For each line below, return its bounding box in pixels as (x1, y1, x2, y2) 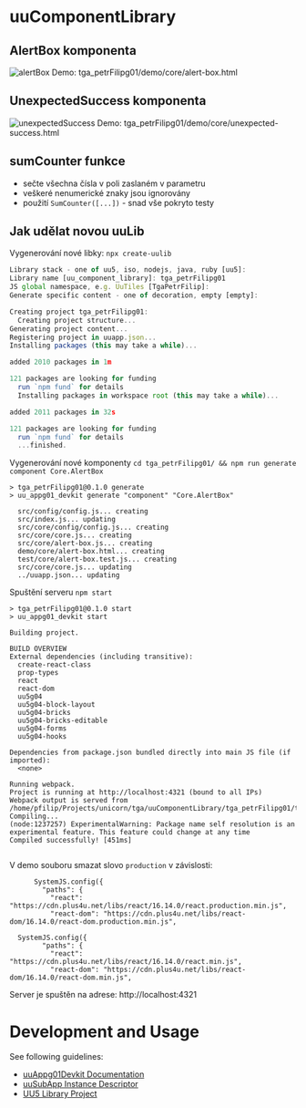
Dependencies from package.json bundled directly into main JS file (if (9, 748, 291, 758)
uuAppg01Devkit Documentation (22, 1069, 145, 1080)
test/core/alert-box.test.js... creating (17, 554, 178, 564)
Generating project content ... (9, 324, 128, 334)
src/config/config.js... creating (17, 507, 148, 516)
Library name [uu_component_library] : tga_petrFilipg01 (9, 274, 226, 284)
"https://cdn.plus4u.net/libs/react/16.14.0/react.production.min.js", (9, 901, 287, 911)
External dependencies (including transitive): (9, 652, 194, 662)
